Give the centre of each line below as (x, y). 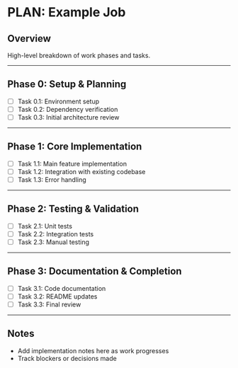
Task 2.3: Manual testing (53, 242)
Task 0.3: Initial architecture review (68, 117)
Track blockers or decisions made (67, 358)
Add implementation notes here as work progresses (93, 350)
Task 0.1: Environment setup (58, 101)
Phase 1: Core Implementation (75, 147)
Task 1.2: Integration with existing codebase (81, 171)
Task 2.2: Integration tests (56, 234)
